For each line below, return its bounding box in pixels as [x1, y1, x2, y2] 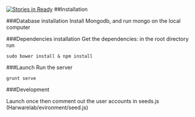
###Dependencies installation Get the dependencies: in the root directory [6, 35, 189, 42]
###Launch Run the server [6, 64, 73, 71]
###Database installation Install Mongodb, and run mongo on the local [6, 17, 181, 24]
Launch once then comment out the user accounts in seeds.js [6, 98, 159, 104]
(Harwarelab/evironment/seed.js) [6, 104, 88, 111]
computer [6, 24, 31, 31]
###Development [6, 86, 49, 93]
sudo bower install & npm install [6, 53, 93, 59]
